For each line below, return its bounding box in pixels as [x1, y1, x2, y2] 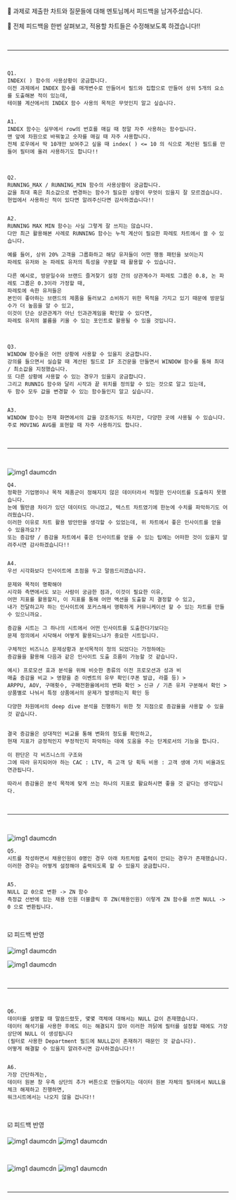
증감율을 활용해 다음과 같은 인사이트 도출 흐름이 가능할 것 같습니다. [7, 653, 178, 660]
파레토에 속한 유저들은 [7, 287, 62, 295]
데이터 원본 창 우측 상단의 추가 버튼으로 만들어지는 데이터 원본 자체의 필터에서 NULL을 [7, 1079, 226, 1086]
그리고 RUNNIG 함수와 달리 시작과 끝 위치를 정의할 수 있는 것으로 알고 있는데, [7, 381, 207, 388]
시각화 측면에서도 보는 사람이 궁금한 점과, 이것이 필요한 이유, [7, 588, 164, 595]
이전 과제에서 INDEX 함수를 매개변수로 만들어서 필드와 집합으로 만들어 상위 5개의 [7, 85, 212, 92]
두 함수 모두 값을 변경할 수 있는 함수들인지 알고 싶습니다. [7, 388, 155, 395]
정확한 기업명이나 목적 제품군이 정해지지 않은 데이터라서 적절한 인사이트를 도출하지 [7, 489, 214, 496]
